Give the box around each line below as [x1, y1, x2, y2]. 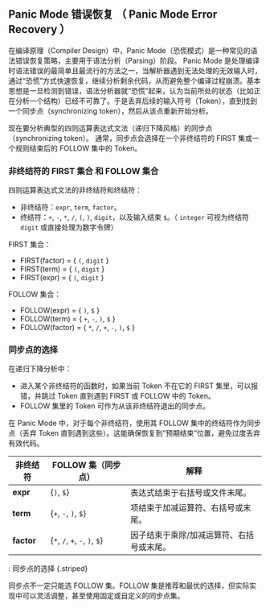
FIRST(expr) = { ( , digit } [19, 273, 104, 283]
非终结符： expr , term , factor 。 [19, 202, 121, 212]
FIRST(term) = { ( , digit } [19, 264, 105, 274]
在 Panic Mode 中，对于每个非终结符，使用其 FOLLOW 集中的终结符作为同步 [8, 418, 261, 428]
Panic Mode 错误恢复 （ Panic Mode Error [8, 7, 218, 22]
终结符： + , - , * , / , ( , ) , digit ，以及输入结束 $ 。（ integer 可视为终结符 [19, 213, 249, 222]
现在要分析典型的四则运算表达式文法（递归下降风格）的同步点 [8, 123, 213, 133]
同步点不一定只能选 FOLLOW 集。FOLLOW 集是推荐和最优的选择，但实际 [8, 581, 250, 590]
